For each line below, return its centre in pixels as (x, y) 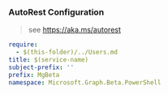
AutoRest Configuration (56, 12)
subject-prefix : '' (41, 67)
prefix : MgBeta (34, 75)
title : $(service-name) (49, 60)
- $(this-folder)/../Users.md (67, 52)
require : (23, 45)
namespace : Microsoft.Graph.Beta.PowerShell (85, 82)
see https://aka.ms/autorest (75, 30)
